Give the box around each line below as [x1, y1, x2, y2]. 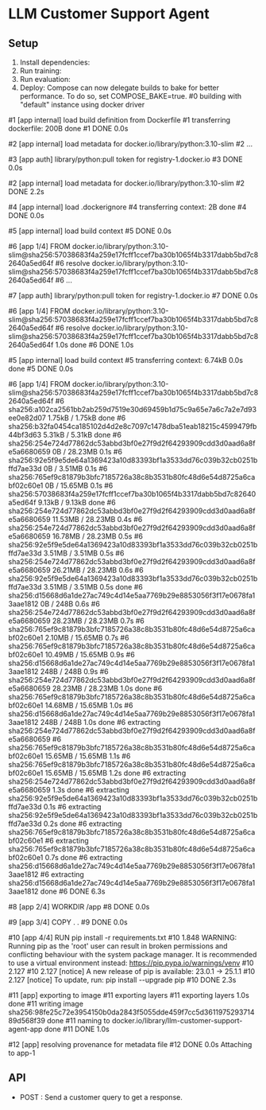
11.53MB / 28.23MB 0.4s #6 [52, 515, 143, 524]
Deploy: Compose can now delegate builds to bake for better [19, 83, 220, 92]
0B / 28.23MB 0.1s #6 [52, 447, 123, 456]
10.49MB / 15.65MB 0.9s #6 [44, 650, 135, 659]
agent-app [8, 1024, 43, 1034]
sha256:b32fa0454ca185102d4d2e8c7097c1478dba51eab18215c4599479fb [8, 422, 257, 430]
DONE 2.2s [8, 187, 45, 196]
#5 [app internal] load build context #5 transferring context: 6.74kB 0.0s [8, 356, 244, 364]
